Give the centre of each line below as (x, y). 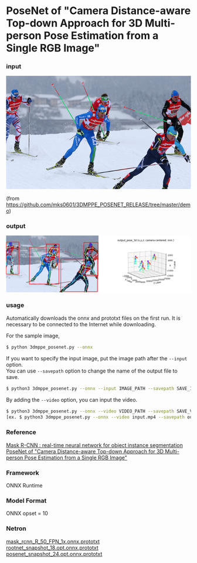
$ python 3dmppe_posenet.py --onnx (50, 347)
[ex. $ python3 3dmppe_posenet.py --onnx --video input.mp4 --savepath (95, 417)
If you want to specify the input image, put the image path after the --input (97, 358)
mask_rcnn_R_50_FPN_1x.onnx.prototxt (53, 541)
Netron (16, 528)
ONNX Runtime (24, 485)
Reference (21, 432)
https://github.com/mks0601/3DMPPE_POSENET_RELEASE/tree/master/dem (98, 205)
